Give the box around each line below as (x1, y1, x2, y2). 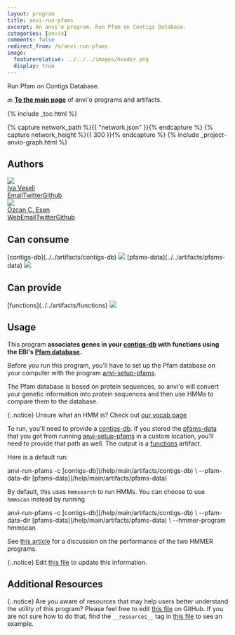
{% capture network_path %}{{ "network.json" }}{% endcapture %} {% (7, 123, 213, 131)
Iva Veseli (7, 184, 35, 192)
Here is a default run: (7, 453, 69, 461)
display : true (13, 62, 55, 69)
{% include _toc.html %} (7, 109, 78, 118)
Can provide (7, 281, 62, 293)
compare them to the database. (7, 397, 98, 406)
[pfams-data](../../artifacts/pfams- (126, 253, 226, 262)
